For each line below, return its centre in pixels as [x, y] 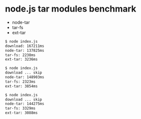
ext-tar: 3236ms [21, 59]
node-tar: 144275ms [25, 104]
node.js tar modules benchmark [71, 9]
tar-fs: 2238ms [20, 55]
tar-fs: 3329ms [20, 108]
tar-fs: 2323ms [20, 82]
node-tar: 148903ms [25, 77]
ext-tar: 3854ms [21, 86]
